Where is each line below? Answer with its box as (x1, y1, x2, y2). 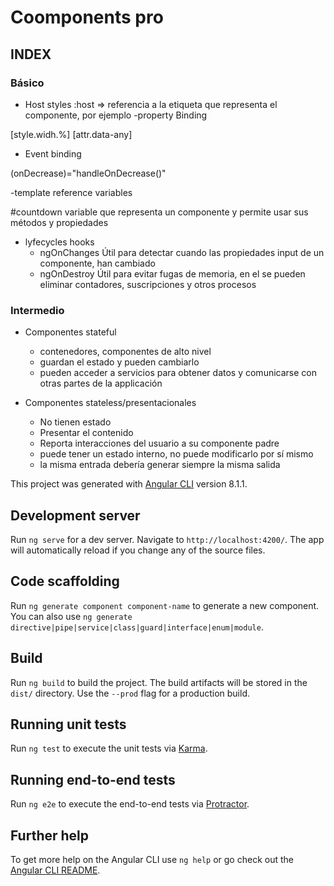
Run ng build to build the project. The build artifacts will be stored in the (10, 676, 308, 688)
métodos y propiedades (10, 216, 109, 228)
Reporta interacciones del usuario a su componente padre (39, 437, 280, 450)
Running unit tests (10, 716, 127, 733)
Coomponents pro (10, 6, 164, 29)
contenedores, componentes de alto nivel (39, 346, 212, 358)
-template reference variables (10, 186, 133, 198)
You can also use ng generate (10, 610, 133, 622)
